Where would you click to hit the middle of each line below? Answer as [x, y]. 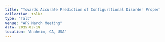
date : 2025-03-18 [23, 28]
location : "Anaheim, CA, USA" [36, 32]
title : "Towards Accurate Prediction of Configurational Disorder [74, 9]
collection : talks [24, 14]
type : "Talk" [18, 18]
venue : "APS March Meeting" [34, 23]
